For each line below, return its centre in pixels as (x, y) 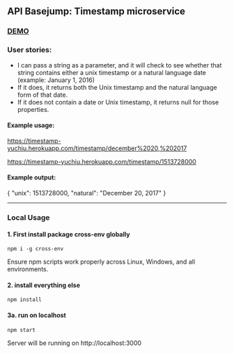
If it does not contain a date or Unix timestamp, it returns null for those (118, 102)
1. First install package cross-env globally (69, 234)
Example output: (32, 177)
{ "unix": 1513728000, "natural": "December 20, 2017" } (87, 193)
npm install (24, 300)
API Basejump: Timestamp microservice (96, 11)
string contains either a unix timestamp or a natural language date (112, 72)
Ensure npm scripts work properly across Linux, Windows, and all (101, 262)
